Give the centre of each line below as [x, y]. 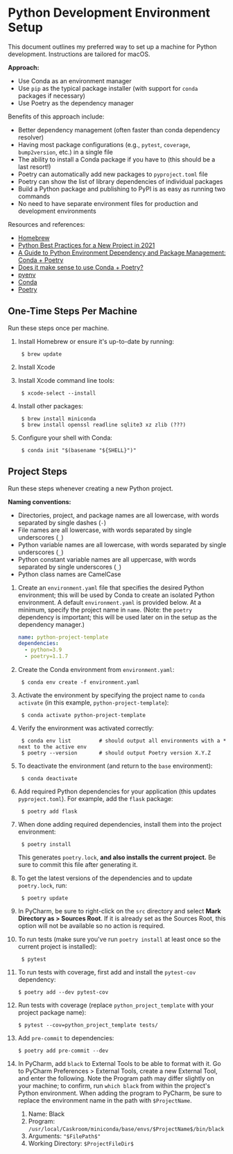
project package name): [52, 1013]
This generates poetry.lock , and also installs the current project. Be [117, 857]
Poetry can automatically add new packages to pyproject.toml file [113, 174]
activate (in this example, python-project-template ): [93, 703]
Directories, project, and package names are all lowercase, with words [118, 515]
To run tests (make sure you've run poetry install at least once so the [119, 939]
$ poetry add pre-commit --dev [63, 1051]
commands [34, 196]
